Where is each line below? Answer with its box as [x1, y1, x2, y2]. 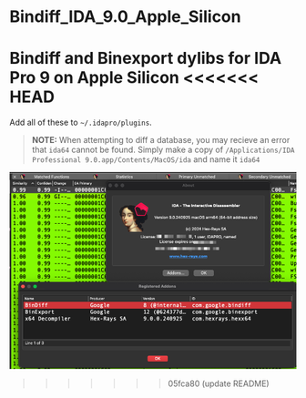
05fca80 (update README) [168, 378, 270, 389]
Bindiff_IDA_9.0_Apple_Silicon [9, 6, 241, 27]
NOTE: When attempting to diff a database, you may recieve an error [31, 135, 291, 146]
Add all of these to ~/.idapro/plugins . [9, 117, 152, 128]
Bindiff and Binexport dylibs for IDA [9, 48, 282, 69]
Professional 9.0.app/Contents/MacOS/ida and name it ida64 [31, 154, 260, 165]
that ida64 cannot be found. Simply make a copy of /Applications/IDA [31, 144, 295, 156]
